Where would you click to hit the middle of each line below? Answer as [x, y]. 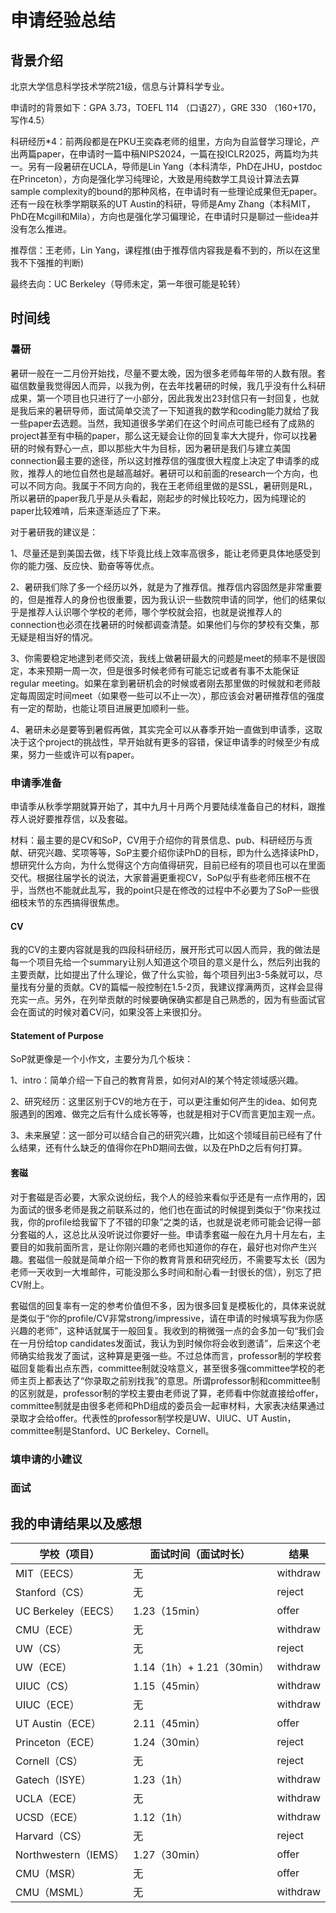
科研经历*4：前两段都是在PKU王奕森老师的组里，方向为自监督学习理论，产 [165, 141]
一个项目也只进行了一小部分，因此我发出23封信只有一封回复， [173, 398]
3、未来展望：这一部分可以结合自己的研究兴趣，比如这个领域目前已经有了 [162, 1135]
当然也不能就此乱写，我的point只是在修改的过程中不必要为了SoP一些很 [173, 890]
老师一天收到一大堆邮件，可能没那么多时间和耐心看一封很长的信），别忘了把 [166, 1272]
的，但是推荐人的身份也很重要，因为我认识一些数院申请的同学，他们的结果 [163, 599]
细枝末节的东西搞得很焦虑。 [67, 902]
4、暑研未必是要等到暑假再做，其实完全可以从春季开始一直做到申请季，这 [162, 729]
